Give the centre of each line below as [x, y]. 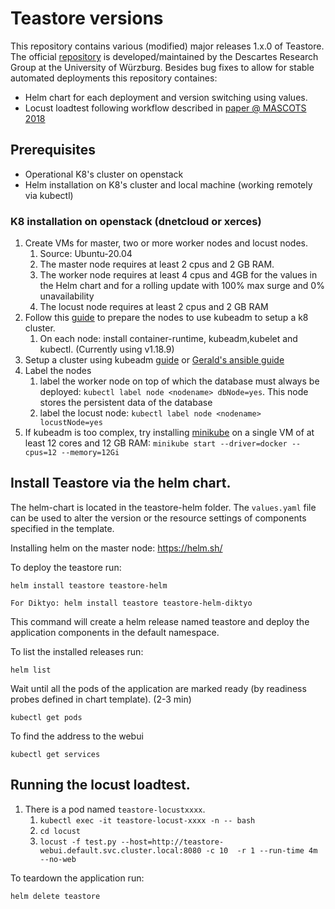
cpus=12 [40, 453]
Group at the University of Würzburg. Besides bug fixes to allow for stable [162, 67]
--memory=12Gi [90, 453]
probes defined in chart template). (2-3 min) [101, 699]
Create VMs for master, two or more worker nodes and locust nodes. [166, 243]
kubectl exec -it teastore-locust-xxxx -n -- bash [147, 820]
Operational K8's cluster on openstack [104, 174]
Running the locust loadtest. [100, 785]
